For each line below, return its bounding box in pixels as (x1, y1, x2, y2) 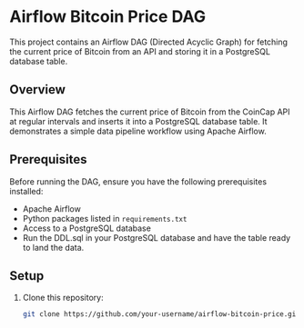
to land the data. (22, 242, 85, 253)
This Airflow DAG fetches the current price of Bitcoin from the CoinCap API (9, 106, 290, 117)
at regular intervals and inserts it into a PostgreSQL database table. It (9, 115, 268, 126)
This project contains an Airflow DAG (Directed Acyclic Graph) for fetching (9, 36, 289, 47)
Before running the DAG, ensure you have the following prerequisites (9, 175, 267, 187)
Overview (9, 82, 66, 97)
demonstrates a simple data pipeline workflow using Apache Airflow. (9, 125, 267, 136)
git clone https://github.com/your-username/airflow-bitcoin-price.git (22, 310, 300, 319)
